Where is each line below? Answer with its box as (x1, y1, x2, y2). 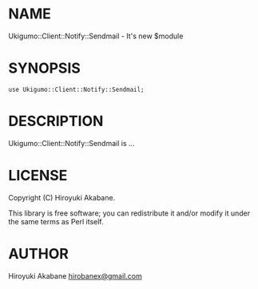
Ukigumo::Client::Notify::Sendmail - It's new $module (8, 31, 184, 41)
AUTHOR (8, 244, 69, 263)
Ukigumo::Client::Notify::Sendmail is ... (8, 138, 135, 148)
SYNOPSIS (8, 59, 81, 77)
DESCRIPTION (8, 113, 104, 130)
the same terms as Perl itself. (8, 216, 104, 226)
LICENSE (8, 167, 68, 184)
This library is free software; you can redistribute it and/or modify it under (8, 208, 251, 218)
